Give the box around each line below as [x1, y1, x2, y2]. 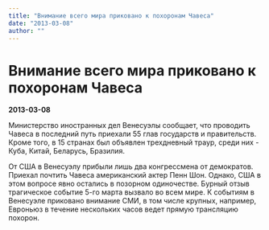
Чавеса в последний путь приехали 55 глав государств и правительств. [8, 129, 257, 139]
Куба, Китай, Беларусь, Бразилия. [8, 146, 125, 156]
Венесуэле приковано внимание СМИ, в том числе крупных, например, [8, 196, 256, 206]
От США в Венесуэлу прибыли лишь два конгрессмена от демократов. [8, 162, 254, 171]
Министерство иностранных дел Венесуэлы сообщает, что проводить [8, 121, 250, 130]
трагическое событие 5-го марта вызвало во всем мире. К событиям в [8, 187, 255, 197]
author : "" [8, 27, 45, 35]
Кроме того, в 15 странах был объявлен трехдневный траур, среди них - [8, 138, 259, 147]
